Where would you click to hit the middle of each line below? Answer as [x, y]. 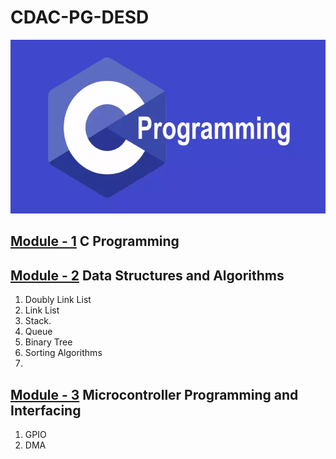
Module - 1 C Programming [95, 241]
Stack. [38, 321]
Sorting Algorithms [63, 353]
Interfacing [46, 410]
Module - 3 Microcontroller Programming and [154, 394]
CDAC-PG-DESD [80, 17]
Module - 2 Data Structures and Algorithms [147, 275]
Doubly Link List [58, 300]
